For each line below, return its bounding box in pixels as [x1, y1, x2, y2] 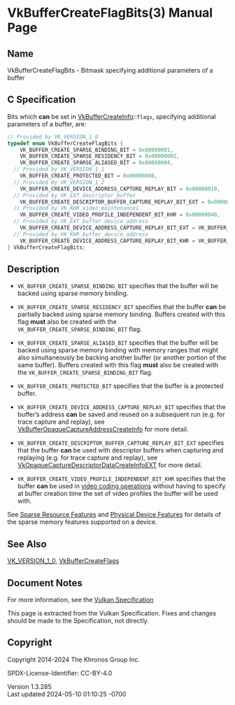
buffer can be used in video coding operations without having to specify [17, 482, 226, 490]
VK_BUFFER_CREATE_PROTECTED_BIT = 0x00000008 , [20, 173, 158, 180]
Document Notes [7, 577, 83, 589]
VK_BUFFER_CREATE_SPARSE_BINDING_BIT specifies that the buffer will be [17, 282, 218, 290]
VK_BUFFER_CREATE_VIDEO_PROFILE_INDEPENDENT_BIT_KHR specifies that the [17, 474, 226, 483]
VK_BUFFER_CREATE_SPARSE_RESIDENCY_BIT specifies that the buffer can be [17, 303, 226, 311]
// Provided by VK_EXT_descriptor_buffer [13, 192, 136, 199]
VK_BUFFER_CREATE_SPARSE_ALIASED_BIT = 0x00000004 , [20, 159, 173, 166]
